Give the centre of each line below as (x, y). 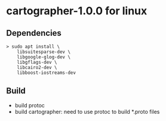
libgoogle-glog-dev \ (44, 57)
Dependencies (34, 33)
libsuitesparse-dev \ (44, 52)
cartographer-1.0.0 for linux (77, 11)
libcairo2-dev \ (37, 67)
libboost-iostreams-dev (47, 73)
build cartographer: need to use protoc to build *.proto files (87, 111)
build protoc (30, 105)
